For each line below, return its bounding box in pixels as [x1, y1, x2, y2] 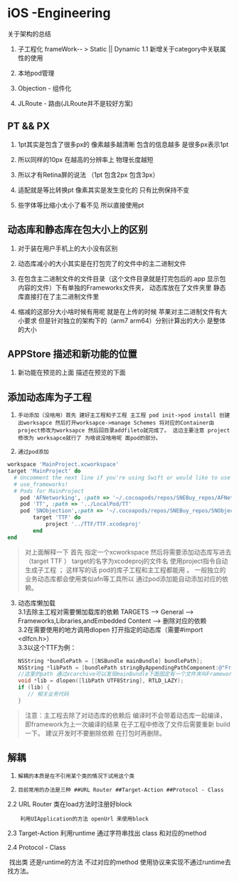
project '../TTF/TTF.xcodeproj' [45, 521, 142, 528]
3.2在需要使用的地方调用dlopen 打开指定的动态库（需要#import [17, 625, 203, 634]
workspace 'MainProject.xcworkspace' [7, 461, 119, 468]
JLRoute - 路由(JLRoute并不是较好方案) [17, 98, 134, 108]
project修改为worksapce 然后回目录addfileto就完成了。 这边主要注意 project [17, 427, 230, 435]
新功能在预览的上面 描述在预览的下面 [17, 368, 126, 377]
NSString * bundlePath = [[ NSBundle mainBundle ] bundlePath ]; [17, 657, 203, 664]
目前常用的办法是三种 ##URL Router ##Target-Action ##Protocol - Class [17, 786, 224, 794]
